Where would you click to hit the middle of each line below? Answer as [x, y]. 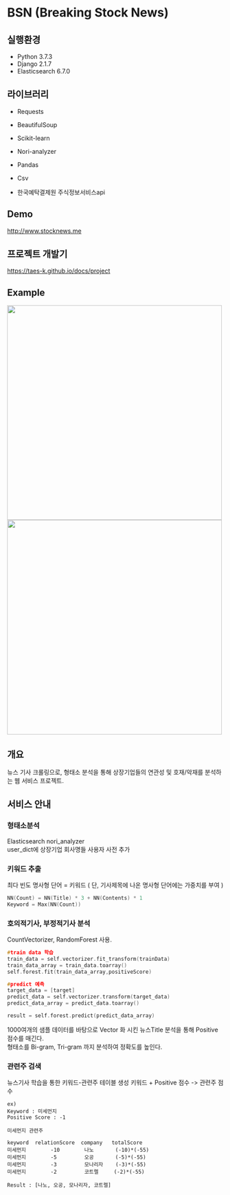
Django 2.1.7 [34, 64]
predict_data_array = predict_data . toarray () [73, 1003]
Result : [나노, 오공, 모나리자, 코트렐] [59, 1185]
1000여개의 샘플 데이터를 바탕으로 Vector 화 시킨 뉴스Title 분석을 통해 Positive [113, 1029]
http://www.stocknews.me [44, 231]
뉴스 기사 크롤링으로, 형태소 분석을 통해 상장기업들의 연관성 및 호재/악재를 [105, 772]
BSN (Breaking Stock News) [88, 13]
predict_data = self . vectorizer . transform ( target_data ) [89, 997]
